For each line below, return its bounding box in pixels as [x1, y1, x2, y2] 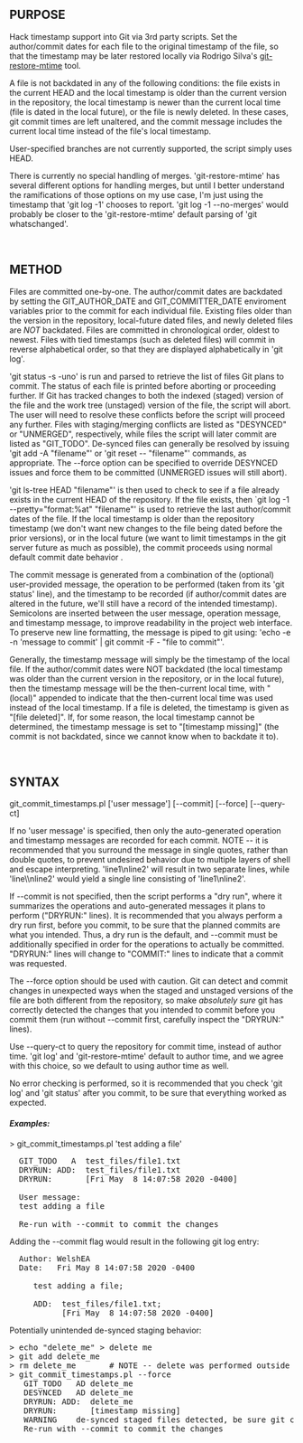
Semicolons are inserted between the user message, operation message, [9, 608, 281, 618]
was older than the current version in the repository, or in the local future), [9, 673, 285, 684]
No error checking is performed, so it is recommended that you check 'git [9, 1078, 283, 1089]
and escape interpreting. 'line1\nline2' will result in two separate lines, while [9, 863, 290, 875]
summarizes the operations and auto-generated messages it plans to [9, 901, 266, 911]
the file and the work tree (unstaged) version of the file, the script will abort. [9, 400, 291, 410]
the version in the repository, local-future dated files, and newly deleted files [9, 315, 293, 325]
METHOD [9, 262, 63, 278]
